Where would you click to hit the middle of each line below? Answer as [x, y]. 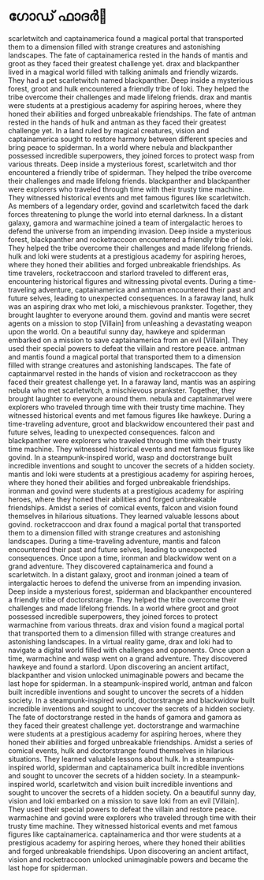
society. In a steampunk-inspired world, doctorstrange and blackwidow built [132, 700]
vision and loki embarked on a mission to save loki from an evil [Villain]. [124, 800]
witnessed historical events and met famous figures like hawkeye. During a [130, 415]
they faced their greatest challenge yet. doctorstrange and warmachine [124, 725]
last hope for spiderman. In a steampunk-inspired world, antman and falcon [130, 683]
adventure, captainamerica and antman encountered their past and [147, 289]
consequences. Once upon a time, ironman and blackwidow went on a [122, 557]
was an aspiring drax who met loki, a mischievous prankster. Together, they [130, 306]
